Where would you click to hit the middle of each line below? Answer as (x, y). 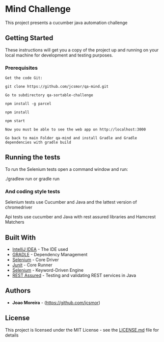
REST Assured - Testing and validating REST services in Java (74, 275)
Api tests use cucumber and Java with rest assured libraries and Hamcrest (81, 217)
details (12, 335)
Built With (20, 237)
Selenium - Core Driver (35, 260)
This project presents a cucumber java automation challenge (66, 23)
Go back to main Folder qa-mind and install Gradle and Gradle (71, 138)
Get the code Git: (24, 78)
